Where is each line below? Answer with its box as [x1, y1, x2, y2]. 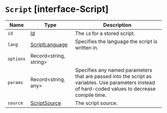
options [7, 56, 26, 62]
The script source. [75, 100, 118, 107]
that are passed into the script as [75, 73, 152, 80]
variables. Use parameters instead [75, 79, 155, 86]
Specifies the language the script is [75, 38, 158, 45]
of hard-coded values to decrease [75, 85, 156, 92]
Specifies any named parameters [75, 66, 153, 73]
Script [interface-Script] [5, 3, 109, 15]
